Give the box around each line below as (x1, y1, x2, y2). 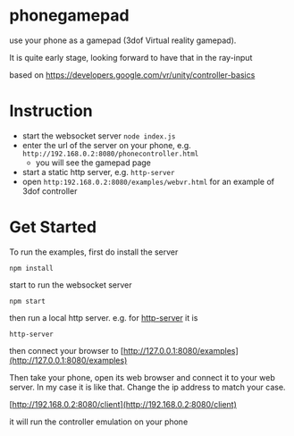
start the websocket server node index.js (21, 130, 176, 141)
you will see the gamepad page (35, 157, 152, 168)
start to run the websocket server (9, 279, 132, 290)
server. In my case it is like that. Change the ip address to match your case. (9, 381, 286, 392)
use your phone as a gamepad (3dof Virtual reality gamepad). (9, 35, 237, 46)
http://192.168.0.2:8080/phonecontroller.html (21, 149, 199, 158)
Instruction (9, 101, 93, 122)
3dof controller (21, 185, 78, 197)
